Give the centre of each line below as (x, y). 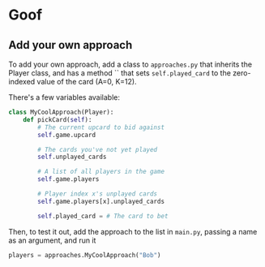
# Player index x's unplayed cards (98, 194)
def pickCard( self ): (58, 119)
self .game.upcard (66, 135)
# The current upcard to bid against (101, 127)
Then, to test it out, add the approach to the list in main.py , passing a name (133, 231)
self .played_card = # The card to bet (103, 216)
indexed (22, 82)
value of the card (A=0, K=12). (87, 82)
